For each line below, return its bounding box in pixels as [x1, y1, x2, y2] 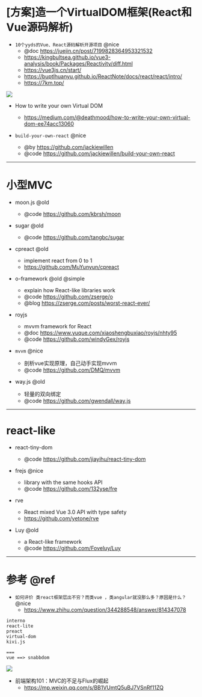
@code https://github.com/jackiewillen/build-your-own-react [23, 150, 176, 157]
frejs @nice [14, 467, 44, 474]
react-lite [6, 623, 34, 629]
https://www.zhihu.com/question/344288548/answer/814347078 [23, 606, 186, 613]
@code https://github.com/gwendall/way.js [23, 397, 131, 404]
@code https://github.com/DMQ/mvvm [23, 366, 121, 373]
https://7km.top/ [23, 79, 64, 86]
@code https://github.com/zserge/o [23, 293, 113, 300]
